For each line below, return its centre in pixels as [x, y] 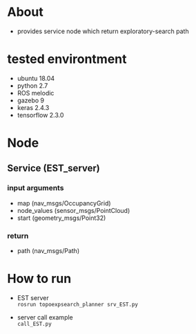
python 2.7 [32, 85]
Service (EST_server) [53, 168]
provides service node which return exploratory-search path [103, 31]
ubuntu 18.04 [36, 78]
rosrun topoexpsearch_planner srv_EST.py [77, 304]
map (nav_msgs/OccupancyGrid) [64, 203]
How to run [39, 279]
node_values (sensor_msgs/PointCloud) [73, 210]
